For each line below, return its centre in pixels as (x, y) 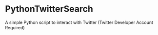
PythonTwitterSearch (49, 9)
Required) (15, 27)
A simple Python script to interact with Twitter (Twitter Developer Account (79, 22)
